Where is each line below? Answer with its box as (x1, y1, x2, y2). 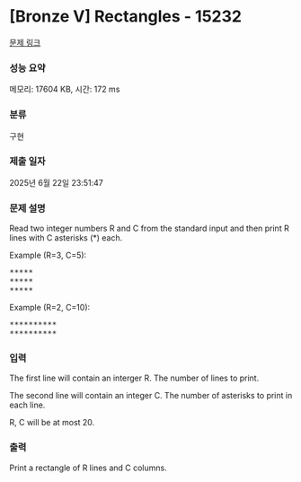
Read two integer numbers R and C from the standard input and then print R (9, 223, 289, 234)
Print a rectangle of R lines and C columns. (9, 462, 168, 473)
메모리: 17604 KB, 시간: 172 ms (9, 83, 120, 95)
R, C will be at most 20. (9, 417, 95, 428)
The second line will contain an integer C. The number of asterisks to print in (9, 390, 293, 401)
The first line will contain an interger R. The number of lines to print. (9, 372, 260, 383)
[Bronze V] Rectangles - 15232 (9, 6, 243, 27)
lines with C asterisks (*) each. (9, 232, 123, 243)
